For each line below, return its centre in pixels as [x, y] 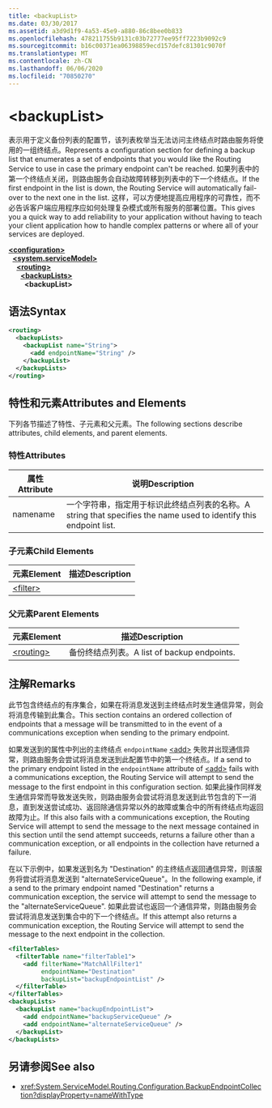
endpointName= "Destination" [88, 972]
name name [34, 514]
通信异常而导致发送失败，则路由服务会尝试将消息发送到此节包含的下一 [132, 797]
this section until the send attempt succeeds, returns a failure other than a [132, 835]
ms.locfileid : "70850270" [52, 76]
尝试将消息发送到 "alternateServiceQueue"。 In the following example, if [142, 879]
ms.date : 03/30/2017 [43, 23]
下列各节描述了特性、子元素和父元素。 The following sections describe [125, 424]
